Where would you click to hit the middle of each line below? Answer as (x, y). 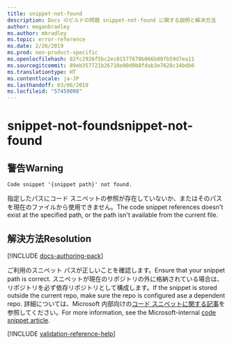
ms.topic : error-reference (46, 40)
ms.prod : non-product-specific (53, 53)
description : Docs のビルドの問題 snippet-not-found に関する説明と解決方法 (111, 20)
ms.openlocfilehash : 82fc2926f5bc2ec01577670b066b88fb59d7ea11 (101, 59)
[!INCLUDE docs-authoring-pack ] (55, 256)
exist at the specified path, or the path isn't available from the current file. (113, 215)
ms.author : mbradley (37, 33)
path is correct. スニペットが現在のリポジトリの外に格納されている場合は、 (115, 279)
